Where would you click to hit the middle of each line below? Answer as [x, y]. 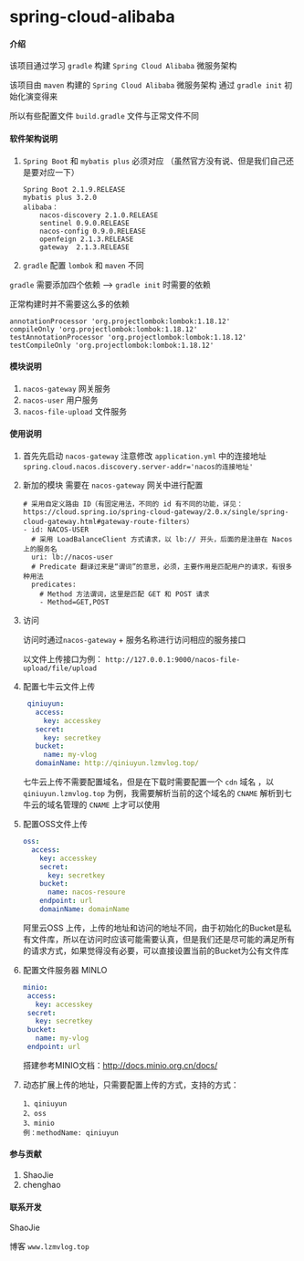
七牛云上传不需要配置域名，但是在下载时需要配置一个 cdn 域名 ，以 [148, 782]
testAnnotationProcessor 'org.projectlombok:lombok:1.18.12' [128, 337]
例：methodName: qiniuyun [70, 1133]
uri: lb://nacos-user [73, 557]
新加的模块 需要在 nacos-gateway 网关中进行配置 [113, 485]
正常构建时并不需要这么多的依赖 [69, 304]
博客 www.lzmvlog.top [49, 1246]
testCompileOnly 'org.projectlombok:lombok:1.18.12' [112, 345]
